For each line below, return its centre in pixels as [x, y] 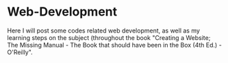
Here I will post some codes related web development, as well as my [104, 30]
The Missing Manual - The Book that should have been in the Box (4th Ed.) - [115, 45]
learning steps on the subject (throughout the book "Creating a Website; [109, 37]
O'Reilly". [20, 52]
